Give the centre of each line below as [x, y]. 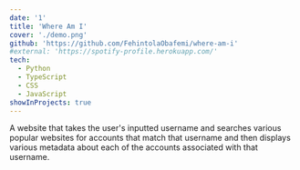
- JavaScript [42, 94]
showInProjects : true [51, 102]
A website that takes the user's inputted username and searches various [145, 128]
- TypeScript [42, 77]
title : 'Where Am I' [49, 26]
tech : [20, 60]
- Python [34, 69]
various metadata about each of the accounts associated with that [134, 147]
